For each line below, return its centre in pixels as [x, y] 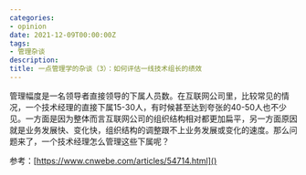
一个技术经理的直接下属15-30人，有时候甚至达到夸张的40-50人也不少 [156, 107]
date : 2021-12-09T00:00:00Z [63, 35]
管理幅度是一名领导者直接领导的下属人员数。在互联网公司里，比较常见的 [145, 96]
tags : [20, 43]
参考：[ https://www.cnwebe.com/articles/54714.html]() [113, 160]
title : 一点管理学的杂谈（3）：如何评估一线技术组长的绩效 [106, 69]
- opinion [28, 26]
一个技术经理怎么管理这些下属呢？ [105, 141]
